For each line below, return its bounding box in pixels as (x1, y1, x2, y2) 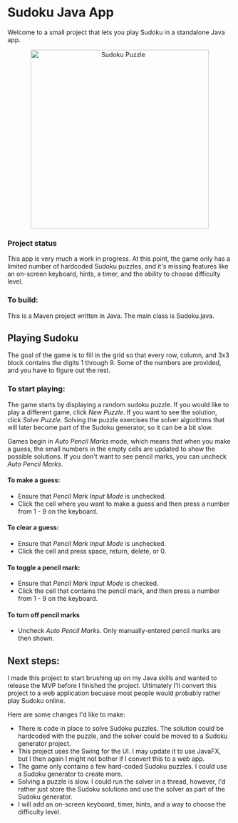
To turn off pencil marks (7, 610, 81, 619)
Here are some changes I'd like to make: (7, 710, 126, 719)
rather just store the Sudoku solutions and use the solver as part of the (17, 785, 226, 794)
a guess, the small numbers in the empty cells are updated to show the (7, 444, 215, 453)
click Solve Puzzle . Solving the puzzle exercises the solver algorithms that (7, 415, 225, 424)
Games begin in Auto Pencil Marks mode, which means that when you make (7, 437, 231, 445)
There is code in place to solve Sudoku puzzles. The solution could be (17, 724, 224, 733)
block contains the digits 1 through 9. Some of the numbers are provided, (7, 359, 222, 367)
